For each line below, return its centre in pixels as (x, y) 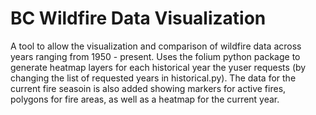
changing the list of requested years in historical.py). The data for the (153, 78)
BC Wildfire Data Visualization (138, 18)
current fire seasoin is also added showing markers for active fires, (148, 88)
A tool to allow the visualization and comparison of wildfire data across (156, 46)
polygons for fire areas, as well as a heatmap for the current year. (145, 99)
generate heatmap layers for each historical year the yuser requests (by (158, 67)
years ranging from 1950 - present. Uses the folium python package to (155, 56)
